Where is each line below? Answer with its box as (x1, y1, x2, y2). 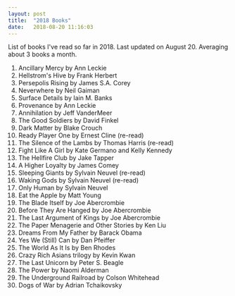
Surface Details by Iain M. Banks (18, 94, 113, 102)
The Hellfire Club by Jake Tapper (18, 154, 115, 162)
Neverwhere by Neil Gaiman (18, 86, 101, 95)
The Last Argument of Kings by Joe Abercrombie (18, 214, 161, 222)
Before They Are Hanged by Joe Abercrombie (18, 206, 151, 215)
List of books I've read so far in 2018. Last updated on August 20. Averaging (8, 43, 229, 51)
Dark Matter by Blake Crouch (18, 124, 103, 132)
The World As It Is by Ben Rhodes (18, 244, 116, 252)
